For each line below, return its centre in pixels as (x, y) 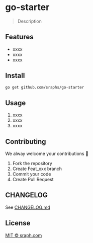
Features (19, 37)
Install (15, 76)
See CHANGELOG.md (28, 207)
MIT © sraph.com (24, 235)
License (18, 223)
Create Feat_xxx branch (37, 169)
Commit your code (32, 174)
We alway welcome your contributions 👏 (47, 154)
